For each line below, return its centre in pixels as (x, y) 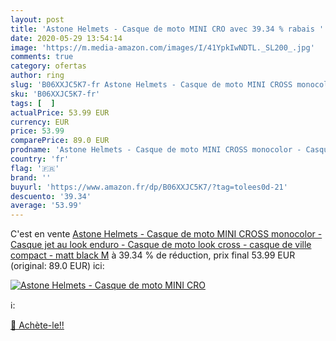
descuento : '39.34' (51, 196)
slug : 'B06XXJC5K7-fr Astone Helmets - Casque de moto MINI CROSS (151, 85)
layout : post (37, 19)
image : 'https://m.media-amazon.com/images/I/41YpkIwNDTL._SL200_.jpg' (162, 47)
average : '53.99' (46, 206)
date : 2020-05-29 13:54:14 (66, 38)
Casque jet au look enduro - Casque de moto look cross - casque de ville (161, 245)
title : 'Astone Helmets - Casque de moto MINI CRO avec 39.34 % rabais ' (167, 29)
